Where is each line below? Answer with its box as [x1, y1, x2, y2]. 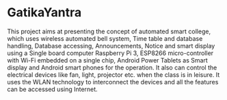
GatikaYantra [7, 5, 82, 20]
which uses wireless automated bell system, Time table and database [7, 34, 203, 42]
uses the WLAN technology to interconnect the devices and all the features [7, 78, 219, 86]
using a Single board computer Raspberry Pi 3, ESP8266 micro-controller [7, 49, 214, 57]
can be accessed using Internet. [7, 85, 98, 93]
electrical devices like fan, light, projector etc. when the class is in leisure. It [7, 70, 220, 79]
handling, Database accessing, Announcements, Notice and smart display [7, 41, 215, 50]
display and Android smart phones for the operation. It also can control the [7, 63, 217, 71]
